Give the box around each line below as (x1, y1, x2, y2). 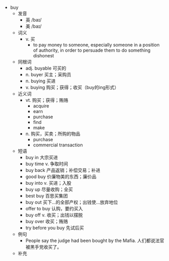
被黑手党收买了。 (25, 244, 62, 250)
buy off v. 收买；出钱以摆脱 (25, 212, 83, 218)
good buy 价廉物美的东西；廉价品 (25, 173, 96, 180)
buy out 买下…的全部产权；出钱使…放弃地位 (25, 199, 118, 205)
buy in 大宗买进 (25, 155, 58, 160)
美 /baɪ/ (25, 23, 42, 29)
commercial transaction (33, 142, 83, 148)
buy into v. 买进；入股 (25, 180, 72, 186)
